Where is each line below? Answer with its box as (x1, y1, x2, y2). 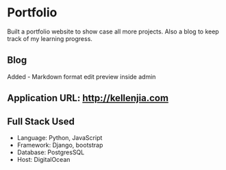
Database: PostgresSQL (16, 148, 85, 156)
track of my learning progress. (7, 34, 92, 42)
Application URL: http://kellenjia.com (7, 92, 169, 104)
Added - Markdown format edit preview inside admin (7, 72, 156, 81)
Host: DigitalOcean (16, 155, 71, 163)
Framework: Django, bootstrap (16, 141, 103, 149)
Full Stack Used (7, 115, 75, 127)
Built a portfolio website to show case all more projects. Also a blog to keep (7, 27, 219, 36)
